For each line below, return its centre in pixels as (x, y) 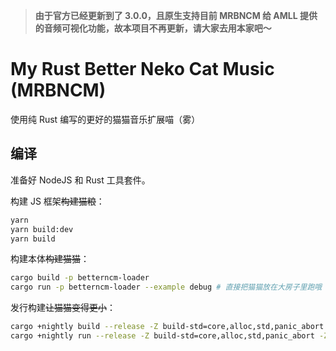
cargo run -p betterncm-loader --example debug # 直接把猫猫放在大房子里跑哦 (166, 287)
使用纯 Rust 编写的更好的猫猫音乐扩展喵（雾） (105, 119)
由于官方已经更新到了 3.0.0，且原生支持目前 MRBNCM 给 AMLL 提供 (176, 15)
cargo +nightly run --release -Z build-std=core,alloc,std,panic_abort (162, 336)
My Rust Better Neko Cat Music (142, 69)
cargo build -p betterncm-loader (80, 278)
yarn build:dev (42, 229)
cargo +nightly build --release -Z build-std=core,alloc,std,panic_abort (167, 327)
